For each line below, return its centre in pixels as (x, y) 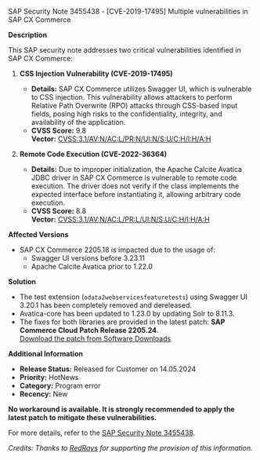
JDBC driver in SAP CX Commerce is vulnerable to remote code (134, 177)
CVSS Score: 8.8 (59, 211)
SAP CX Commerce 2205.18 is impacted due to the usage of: (117, 250)
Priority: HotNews (49, 377)
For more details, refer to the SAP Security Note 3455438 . (102, 433)
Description (28, 35)
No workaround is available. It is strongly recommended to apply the (121, 409)
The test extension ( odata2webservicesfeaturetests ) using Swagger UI (134, 297)
